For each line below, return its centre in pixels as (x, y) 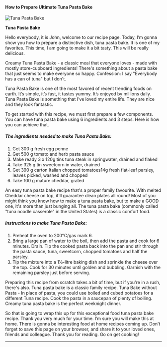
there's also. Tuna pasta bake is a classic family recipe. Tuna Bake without (81, 288)
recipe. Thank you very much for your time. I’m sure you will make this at (80, 319)
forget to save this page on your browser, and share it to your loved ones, (80, 329)
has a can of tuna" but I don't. (36, 79)
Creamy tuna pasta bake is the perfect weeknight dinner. (63, 304)
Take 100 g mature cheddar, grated (48, 181)
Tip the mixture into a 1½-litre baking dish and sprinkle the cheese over (85, 262)
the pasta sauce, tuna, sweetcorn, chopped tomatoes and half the (80, 252)
